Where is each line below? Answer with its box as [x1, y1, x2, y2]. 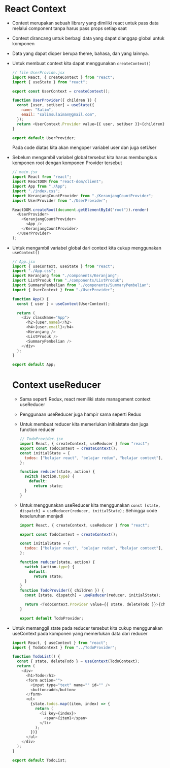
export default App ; [12, 362, 56, 367]
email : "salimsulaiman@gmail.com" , [21, 112, 97, 117]
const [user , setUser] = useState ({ [17, 103, 94, 108]
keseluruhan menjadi [19, 513, 64, 519]
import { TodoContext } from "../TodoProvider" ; [12, 645, 117, 650]
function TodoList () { [12, 654, 60, 659]
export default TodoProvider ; [19, 616, 84, 621]
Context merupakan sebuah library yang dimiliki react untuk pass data [12, 20, 159, 26]
